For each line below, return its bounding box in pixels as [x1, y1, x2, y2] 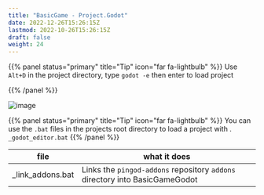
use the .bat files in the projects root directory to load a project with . [8, 125, 232, 134]
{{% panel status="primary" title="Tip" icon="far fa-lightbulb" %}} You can [8, 116, 251, 125]
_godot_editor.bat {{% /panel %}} [8, 132, 120, 142]
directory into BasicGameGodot [81, 174, 198, 185]
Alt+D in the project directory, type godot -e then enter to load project [8, 70, 234, 80]
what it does [142, 151, 191, 162]
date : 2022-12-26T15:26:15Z [8, 19, 101, 27]
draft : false [8, 33, 51, 42]
